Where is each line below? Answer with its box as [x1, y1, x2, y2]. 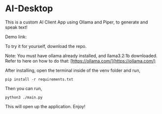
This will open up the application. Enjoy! [5, 103, 86, 109]
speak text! [5, 24, 28, 30]
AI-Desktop [5, 3, 53, 14]
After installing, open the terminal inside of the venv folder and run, [5, 67, 141, 73]
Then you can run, [5, 85, 42, 91]
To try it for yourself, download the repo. [5, 43, 87, 49]
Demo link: [5, 34, 27, 40]
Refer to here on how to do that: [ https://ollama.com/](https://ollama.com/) [5, 58, 156, 64]
